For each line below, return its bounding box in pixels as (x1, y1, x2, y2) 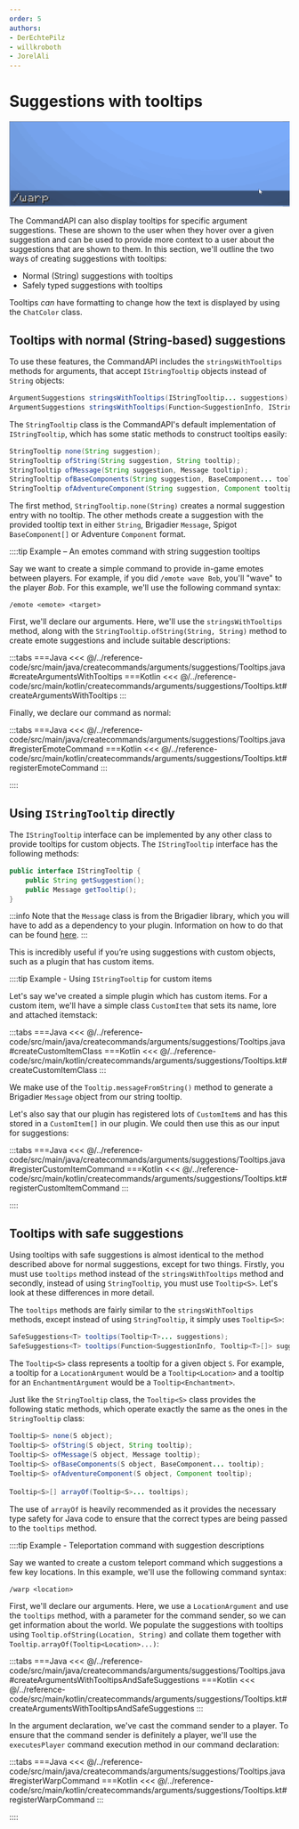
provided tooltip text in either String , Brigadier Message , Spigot (9, 519, 238, 530)
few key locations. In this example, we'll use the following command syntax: (9, 1567, 287, 1578)
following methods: (9, 848, 80, 858)
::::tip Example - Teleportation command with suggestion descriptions (9, 1540, 265, 1551)
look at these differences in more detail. (9, 1288, 155, 1298)
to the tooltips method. (9, 1523, 98, 1533)
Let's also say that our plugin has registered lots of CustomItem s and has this (9, 1109, 287, 1119)
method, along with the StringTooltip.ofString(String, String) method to (9, 626, 287, 637)
